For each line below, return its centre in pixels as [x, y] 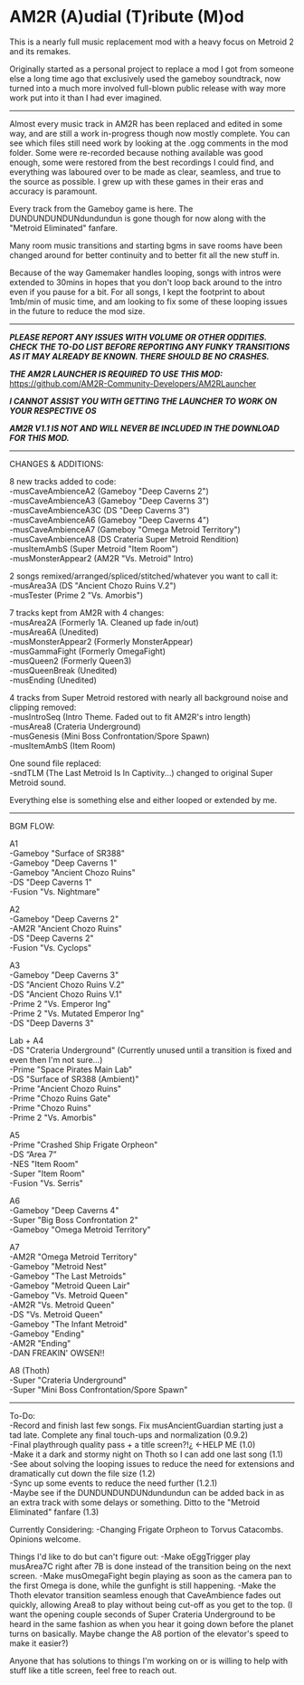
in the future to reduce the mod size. [77, 311]
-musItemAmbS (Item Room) [62, 745]
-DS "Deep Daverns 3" [52, 1023]
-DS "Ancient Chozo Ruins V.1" [66, 994]
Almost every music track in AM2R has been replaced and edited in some [146, 123]
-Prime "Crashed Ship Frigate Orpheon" [84, 1144]
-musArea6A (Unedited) [54, 632]
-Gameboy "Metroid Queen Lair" [70, 1285]
